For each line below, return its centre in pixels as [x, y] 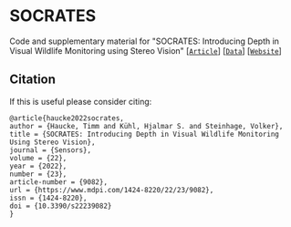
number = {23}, [38, 174]
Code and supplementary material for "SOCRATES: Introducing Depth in [145, 41]
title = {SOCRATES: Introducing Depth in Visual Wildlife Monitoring [145, 134]
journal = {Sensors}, [51, 150]
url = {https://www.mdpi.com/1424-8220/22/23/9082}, [112, 190]
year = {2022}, [38, 166]
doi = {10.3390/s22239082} [61, 206]
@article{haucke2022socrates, [67, 118]
